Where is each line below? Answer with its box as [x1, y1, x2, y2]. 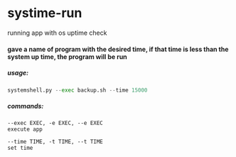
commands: [7, 102, 44, 110]
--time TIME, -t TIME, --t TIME [7, 139, 103, 146]
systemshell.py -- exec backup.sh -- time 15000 [7, 87, 148, 94]
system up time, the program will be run [7, 52, 128, 61]
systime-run [7, 5, 82, 21]
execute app [7, 126, 43, 133]
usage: [7, 69, 29, 77]
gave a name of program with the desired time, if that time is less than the [7, 45, 229, 53]
